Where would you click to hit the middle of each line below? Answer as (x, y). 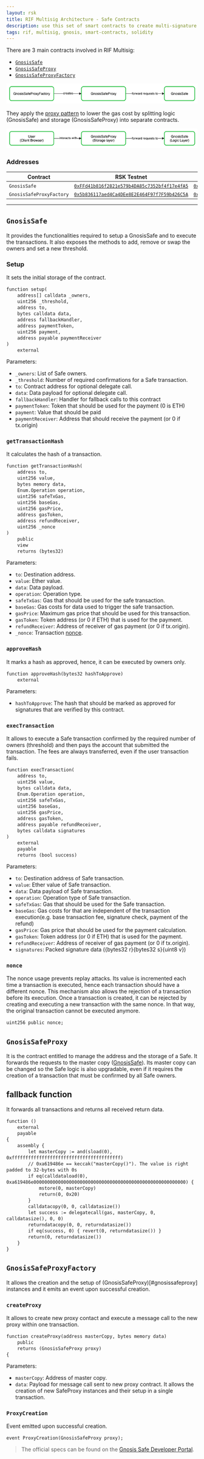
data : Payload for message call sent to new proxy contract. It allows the (104, 1384)
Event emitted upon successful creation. (57, 1426)
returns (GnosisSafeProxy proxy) (59, 1348)
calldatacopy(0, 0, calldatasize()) (74, 1206)
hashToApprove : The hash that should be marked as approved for (95, 703)
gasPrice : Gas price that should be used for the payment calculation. (101, 930)
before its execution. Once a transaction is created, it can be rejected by (97, 998)
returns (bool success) (47, 855)
